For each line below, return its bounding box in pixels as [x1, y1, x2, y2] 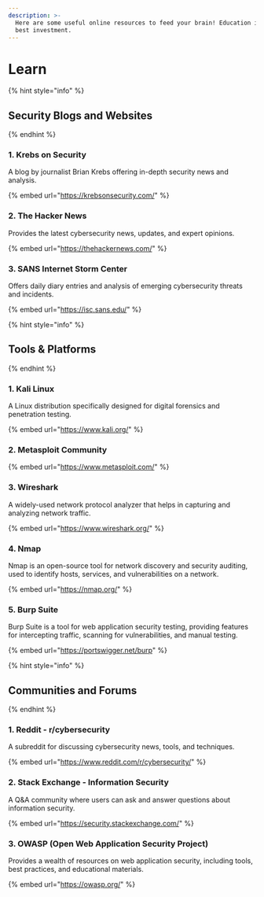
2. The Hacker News [8, 210, 87, 221]
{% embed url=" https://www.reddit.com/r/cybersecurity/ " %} [8, 757, 207, 767]
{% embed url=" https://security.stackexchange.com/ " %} [8, 818, 195, 828]
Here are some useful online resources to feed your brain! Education [15, 19, 251, 27]
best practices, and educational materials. [8, 865, 144, 874]
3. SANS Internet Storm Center [8, 263, 128, 274]
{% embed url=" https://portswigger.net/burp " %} [8, 646, 167, 655]
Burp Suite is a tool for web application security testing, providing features [8, 622, 249, 632]
